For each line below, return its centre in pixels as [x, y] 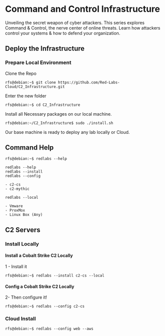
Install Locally [22, 244]
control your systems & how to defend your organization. [63, 33]
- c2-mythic [17, 189]
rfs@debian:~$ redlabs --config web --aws [49, 329]
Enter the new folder [26, 96]
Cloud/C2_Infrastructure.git [35, 87]
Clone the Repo [21, 73]
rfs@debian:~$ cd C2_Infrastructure [43, 105]
